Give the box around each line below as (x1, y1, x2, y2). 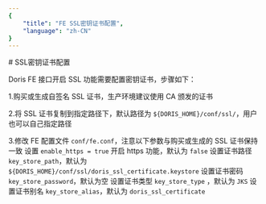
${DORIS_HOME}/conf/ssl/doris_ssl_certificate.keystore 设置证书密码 (8, 166, 243, 176)
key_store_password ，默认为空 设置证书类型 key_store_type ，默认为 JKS (8, 177, 248, 186)
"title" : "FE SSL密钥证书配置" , (23, 19, 124, 27)
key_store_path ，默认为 (8, 156, 88, 166)
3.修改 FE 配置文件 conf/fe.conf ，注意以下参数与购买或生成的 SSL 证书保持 (8, 136, 259, 146)
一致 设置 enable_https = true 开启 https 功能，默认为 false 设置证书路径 (8, 146, 252, 156)
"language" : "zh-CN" (23, 27, 92, 35)
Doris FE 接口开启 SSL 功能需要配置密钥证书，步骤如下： (8, 74, 196, 85)
